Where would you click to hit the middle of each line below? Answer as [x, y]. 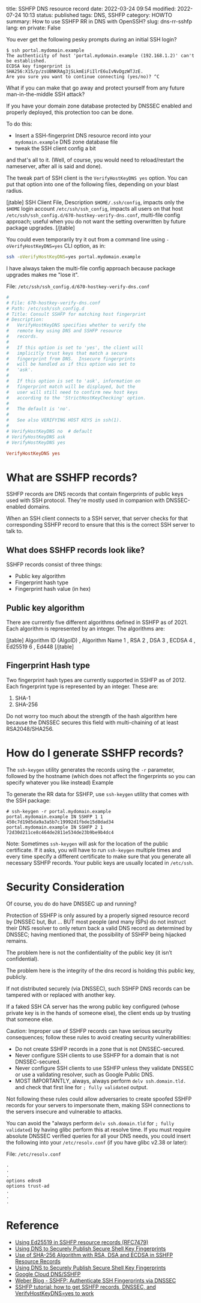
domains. [39, 507]
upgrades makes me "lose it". [43, 274]
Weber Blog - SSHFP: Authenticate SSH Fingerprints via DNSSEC [95, 1280]
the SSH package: [28, 800]
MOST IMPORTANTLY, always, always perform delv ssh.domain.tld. [100, 1081]
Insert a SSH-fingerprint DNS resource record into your [83, 135]
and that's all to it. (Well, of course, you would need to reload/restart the [95, 160]
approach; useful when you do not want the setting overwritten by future [96, 221]
